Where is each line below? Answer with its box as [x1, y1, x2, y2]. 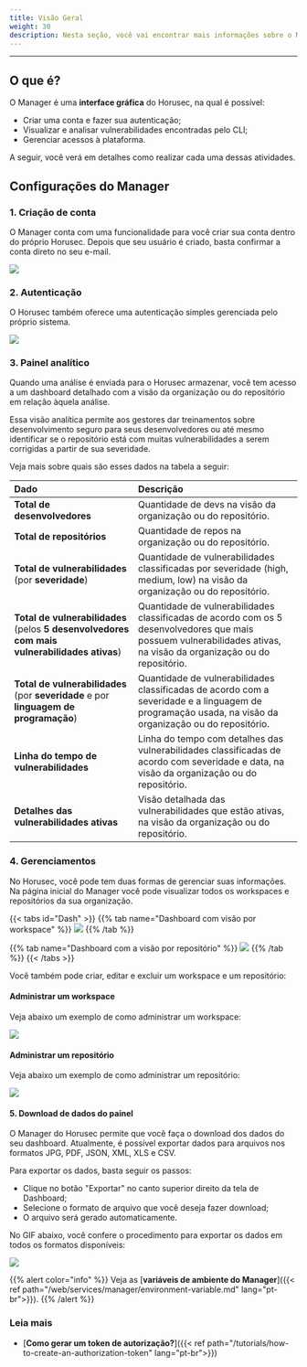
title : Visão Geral [9, 13, 84, 23]
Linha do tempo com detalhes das [138, 732, 284, 745]
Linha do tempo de [14, 750, 98, 763]
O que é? [9, 72, 61, 88]
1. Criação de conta [9, 206, 97, 219]
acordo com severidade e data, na [138, 755, 285, 768]
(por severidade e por [14, 689, 110, 702]
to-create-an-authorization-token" [22, 1347, 153, 1358]
